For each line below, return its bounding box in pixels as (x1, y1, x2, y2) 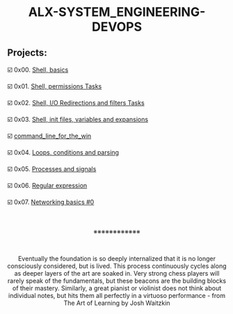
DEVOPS (91, 19, 143, 35)
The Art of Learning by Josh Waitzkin (63, 299, 170, 307)
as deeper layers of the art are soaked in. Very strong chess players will (14, 269, 220, 277)
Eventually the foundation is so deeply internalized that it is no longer (17, 255, 216, 262)
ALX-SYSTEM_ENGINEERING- (28, 4, 206, 20)
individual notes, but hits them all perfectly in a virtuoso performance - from (8, 292, 226, 299)
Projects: (7, 47, 47, 58)
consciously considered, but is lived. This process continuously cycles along (7, 262, 227, 270)
